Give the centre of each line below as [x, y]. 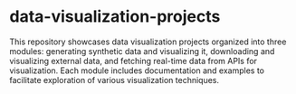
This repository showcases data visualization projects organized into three [148, 42]
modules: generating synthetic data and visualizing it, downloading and [142, 51]
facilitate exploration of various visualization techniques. [115, 80]
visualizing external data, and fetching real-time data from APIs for [134, 61]
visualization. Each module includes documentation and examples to [137, 70]
